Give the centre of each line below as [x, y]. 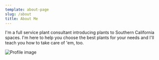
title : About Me [21, 19]
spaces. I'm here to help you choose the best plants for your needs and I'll [80, 38]
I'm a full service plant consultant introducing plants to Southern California [80, 33]
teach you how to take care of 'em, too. [44, 43]
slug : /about [18, 14]
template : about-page [27, 10]
